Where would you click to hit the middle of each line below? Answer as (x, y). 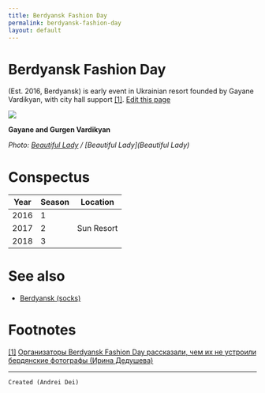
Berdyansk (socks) (50, 298)
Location (97, 202)
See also (37, 276)
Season (55, 202)
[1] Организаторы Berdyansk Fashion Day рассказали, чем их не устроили (132, 352)
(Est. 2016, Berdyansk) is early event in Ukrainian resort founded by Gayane (131, 91)
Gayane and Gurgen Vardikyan (60, 130)
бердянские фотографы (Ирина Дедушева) (81, 361)
